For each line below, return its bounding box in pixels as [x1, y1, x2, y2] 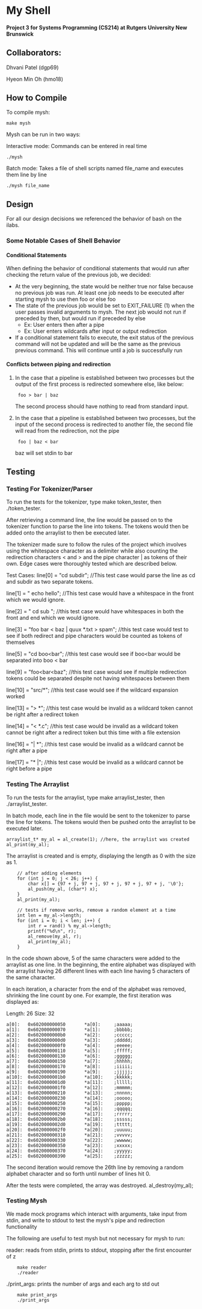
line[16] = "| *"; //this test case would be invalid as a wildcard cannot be [6, 741, 184, 748]
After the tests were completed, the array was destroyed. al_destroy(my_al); [6, 1181, 194, 1189]
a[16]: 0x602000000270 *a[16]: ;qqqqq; [6, 1106, 133, 1112]
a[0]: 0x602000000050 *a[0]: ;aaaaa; [6, 1021, 133, 1027]
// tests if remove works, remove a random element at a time [17, 907, 176, 913]
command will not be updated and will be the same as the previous [14, 341, 181, 348]
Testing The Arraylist [6, 780, 69, 788]
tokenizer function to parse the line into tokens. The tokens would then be [6, 523, 189, 530]
